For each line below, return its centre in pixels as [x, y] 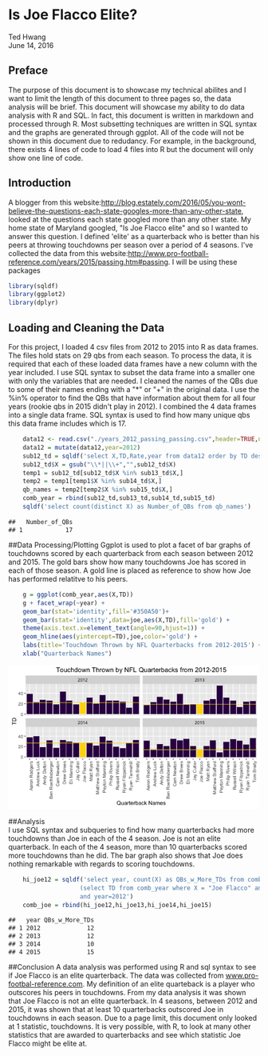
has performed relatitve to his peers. [68, 578]
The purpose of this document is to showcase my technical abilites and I [127, 90]
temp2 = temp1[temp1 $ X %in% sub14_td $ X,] [92, 482]
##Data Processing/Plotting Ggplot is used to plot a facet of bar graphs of [130, 545]
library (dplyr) [33, 303]
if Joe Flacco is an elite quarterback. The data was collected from [116, 976]
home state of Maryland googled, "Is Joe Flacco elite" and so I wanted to [128, 228]
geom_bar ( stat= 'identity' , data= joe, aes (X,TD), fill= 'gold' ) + [126, 620]
